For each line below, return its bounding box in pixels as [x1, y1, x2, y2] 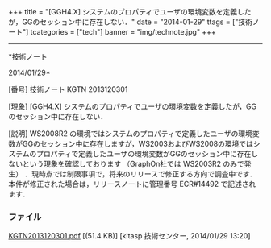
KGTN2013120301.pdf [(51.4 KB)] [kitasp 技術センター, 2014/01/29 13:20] [8, 231, 252, 241]
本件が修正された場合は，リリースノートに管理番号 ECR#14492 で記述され [8, 180, 256, 188]
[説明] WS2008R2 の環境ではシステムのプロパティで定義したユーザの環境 [8, 129, 252, 138]
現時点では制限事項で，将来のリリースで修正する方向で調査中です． [31, 169, 257, 179]
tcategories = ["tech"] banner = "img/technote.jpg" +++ [30, 27, 216, 36]
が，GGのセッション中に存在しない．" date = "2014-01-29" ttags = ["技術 [8, 17, 252, 27]
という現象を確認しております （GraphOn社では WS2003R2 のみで [22, 159, 244, 168]
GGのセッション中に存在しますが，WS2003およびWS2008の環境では [22, 139, 254, 148]
